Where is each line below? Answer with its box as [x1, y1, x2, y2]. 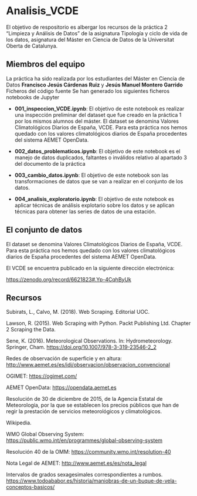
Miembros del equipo [6, 59, 85, 69]
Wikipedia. [6, 419, 32, 427]
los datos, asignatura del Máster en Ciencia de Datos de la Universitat [6, 36, 175, 43]
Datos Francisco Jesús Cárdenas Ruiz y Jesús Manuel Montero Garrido [6, 81, 183, 88]
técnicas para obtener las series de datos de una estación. [14, 207, 157, 215]
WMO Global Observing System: [6, 431, 84, 438]
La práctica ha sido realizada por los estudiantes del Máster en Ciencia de [6, 75, 185, 82]
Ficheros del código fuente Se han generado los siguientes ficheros [6, 87, 170, 95]
